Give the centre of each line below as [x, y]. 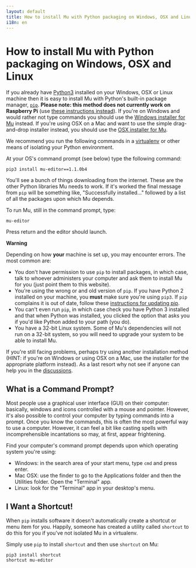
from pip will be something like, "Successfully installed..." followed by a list [96, 193]
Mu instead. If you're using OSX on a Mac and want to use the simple [89, 124]
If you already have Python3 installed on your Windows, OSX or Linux [90, 93]
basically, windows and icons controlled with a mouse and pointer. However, [98, 409]
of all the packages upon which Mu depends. [60, 199]
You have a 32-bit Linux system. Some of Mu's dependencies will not [98, 328]
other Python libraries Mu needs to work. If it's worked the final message [94, 187]
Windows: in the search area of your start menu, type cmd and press [96, 463]
